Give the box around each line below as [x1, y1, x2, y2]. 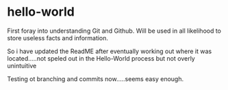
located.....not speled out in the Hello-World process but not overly [7, 54, 195, 62]
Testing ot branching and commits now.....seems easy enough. [7, 74, 184, 82]
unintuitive [7, 61, 37, 70]
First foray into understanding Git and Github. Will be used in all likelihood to [7, 27, 221, 35]
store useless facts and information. [7, 33, 108, 42]
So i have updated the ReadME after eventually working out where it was [7, 47, 212, 55]
